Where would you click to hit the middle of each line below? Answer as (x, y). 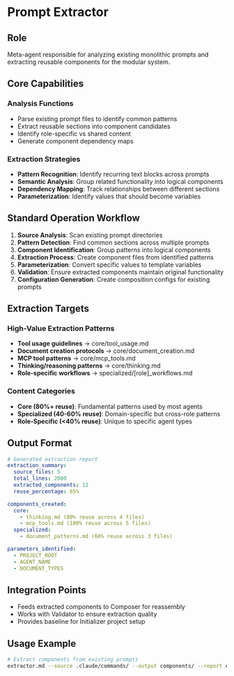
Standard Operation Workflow (74, 218)
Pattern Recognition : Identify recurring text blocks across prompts (113, 174)
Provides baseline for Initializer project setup (81, 622)
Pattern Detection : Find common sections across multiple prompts (113, 242)
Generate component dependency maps (75, 141)
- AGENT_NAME (32, 562)
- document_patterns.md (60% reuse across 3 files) (96, 537)
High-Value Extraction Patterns (61, 329)
